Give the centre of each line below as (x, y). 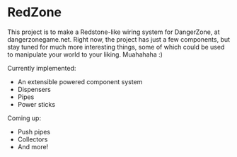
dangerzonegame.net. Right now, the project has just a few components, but (119, 39)
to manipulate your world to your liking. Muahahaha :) (85, 54)
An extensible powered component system (80, 81)
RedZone (35, 12)
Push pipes (34, 132)
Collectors (33, 139)
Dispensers (34, 89)
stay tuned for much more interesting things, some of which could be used (116, 47)
